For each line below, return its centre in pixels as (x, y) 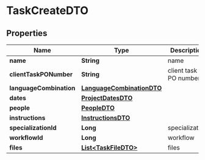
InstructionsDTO (106, 118)
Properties (27, 33)
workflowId (26, 138)
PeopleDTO (98, 108)
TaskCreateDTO (47, 11)
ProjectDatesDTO (107, 98)
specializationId (33, 128)
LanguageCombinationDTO (122, 88)
